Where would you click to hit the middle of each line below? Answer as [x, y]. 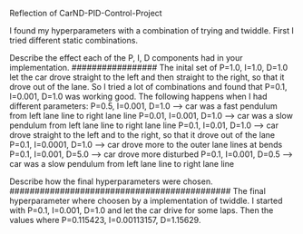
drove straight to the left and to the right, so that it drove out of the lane [142, 135]
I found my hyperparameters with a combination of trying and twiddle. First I [152, 30]
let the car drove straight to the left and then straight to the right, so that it [147, 77]
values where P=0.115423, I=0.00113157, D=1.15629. [105, 220]
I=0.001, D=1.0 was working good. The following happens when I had [138, 96]
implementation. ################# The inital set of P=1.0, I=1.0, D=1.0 [149, 68]
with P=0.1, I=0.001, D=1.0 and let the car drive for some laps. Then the [142, 210]
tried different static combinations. [74, 40]
